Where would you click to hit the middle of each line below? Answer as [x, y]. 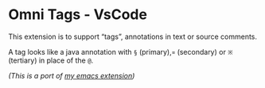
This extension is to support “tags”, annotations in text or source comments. [132, 36]
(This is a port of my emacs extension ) [72, 75]
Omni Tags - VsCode [78, 15]
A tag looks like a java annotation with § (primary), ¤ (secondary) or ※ [121, 52]
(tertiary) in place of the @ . [51, 60]
